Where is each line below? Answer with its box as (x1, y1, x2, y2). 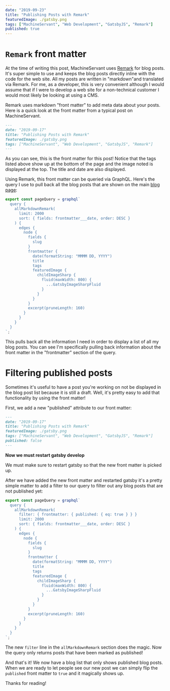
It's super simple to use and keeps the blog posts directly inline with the (5, 71, 156, 77)
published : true (5, 26, 40, 32)
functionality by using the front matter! (5, 395, 86, 401)
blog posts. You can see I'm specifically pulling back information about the (5, 344, 161, 350)
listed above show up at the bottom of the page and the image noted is (5, 161, 153, 167)
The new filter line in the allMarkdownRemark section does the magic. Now (5, 644, 162, 650)
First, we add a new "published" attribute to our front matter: (5, 405, 132, 411)
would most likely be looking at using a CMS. (5, 92, 99, 98)
